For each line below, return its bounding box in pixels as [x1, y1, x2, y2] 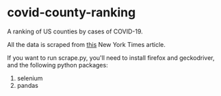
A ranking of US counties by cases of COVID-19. [7, 27, 144, 35]
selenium [16, 74, 43, 82]
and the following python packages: [7, 61, 108, 69]
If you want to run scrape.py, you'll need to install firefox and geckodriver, [7, 53, 215, 62]
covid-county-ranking [7, 5, 136, 20]
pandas [16, 81, 39, 89]
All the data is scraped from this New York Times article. [7, 40, 166, 48]
